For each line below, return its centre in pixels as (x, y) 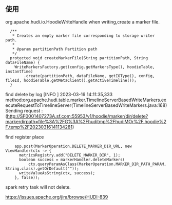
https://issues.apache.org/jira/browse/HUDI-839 (57, 197)
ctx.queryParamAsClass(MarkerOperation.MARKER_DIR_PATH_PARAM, (97, 164)
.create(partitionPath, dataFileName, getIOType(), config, (89, 76)
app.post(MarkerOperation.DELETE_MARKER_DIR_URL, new (73, 146)
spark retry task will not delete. (38, 187)
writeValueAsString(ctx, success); (57, 173)
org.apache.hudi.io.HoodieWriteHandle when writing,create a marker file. (83, 21)
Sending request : (24, 110)
